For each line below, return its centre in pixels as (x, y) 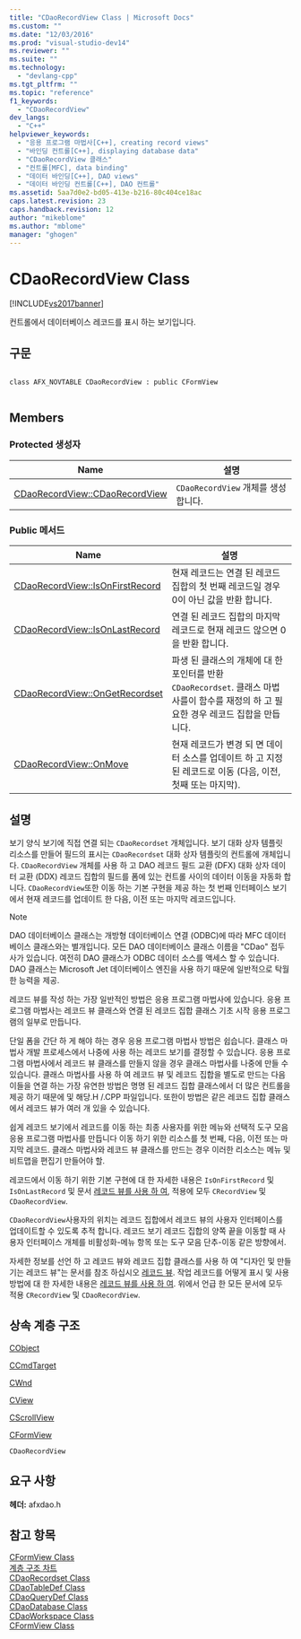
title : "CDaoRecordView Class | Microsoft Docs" (102, 17)
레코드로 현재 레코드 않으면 (225, 631)
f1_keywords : (34, 101)
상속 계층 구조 (45, 1325)
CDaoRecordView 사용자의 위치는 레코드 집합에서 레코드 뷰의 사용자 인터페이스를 (146, 1219)
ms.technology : (38, 68)
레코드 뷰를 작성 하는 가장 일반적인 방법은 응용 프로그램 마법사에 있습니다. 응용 (146, 999)
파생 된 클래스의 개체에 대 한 (228, 660)
